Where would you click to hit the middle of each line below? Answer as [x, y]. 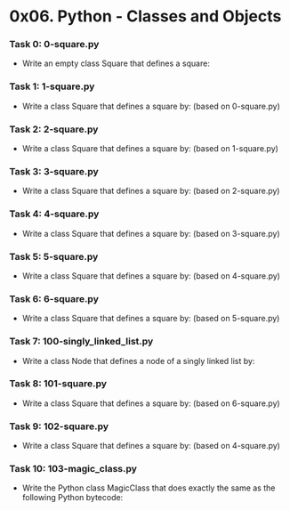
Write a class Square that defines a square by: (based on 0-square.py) [151, 106]
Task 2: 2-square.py [54, 129]
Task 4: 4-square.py [54, 214]
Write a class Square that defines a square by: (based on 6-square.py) [151, 403]
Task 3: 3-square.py [54, 171]
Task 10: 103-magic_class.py [73, 469]
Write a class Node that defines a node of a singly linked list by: [138, 361]
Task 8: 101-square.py [58, 384]
